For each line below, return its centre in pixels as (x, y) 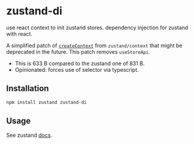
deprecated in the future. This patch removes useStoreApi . (78, 51)
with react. (19, 33)
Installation (28, 89)
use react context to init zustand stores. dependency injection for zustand (97, 27)
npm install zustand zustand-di (46, 102)
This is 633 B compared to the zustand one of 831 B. (80, 63)
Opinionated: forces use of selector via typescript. (77, 69)
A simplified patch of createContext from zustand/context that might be (94, 45)
